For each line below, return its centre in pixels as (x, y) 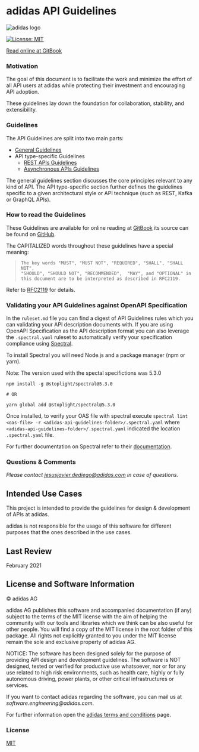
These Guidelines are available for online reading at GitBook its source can (97, 227)
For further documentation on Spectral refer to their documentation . (89, 446)
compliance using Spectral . (40, 344)
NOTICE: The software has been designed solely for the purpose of (89, 653)
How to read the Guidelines (46, 215)
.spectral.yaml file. (30, 435)
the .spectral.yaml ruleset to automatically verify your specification (89, 337)
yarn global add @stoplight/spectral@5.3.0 (61, 405)
